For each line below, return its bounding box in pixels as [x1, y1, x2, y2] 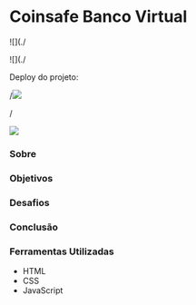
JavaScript [22, 284, 64, 296]
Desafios [9, 196, 50, 209]
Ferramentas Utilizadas [9, 245, 115, 258]
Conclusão [9, 221, 59, 233]
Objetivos [9, 172, 54, 184]
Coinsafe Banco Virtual [9, 6, 188, 27]
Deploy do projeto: [9, 71, 79, 83]
